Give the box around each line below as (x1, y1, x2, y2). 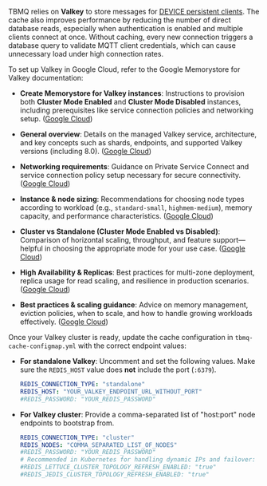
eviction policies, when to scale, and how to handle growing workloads (19, 309, 253, 318)
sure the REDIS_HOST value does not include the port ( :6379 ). (19, 365, 217, 374)
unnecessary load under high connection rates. (8, 49, 164, 58)
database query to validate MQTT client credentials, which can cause (8, 41, 237, 50)
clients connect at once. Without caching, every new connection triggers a (8, 32, 253, 41)
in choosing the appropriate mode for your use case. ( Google (44, 243, 245, 253)
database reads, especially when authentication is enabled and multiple (8, 24, 243, 33)
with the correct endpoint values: (77, 341, 187, 350)
